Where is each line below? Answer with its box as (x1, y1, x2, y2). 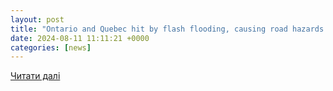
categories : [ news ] (10, 42, 92, 53)
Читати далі (10, 70, 61, 82)
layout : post (10, 14, 65, 25)
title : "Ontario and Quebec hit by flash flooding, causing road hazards (10, 24, 325, 34)
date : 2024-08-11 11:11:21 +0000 (10, 33, 150, 43)
